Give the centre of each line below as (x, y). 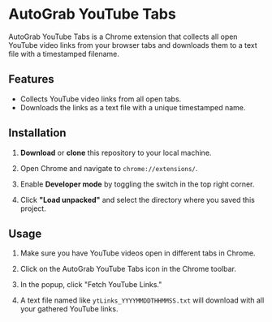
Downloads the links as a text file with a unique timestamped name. (133, 107)
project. (33, 208)
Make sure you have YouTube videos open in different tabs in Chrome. (138, 253)
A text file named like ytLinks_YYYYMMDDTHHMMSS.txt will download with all (142, 300)
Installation (37, 133)
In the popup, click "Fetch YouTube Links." (91, 285)
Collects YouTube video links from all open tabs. (101, 99)
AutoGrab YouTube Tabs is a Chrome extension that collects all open (123, 36)
